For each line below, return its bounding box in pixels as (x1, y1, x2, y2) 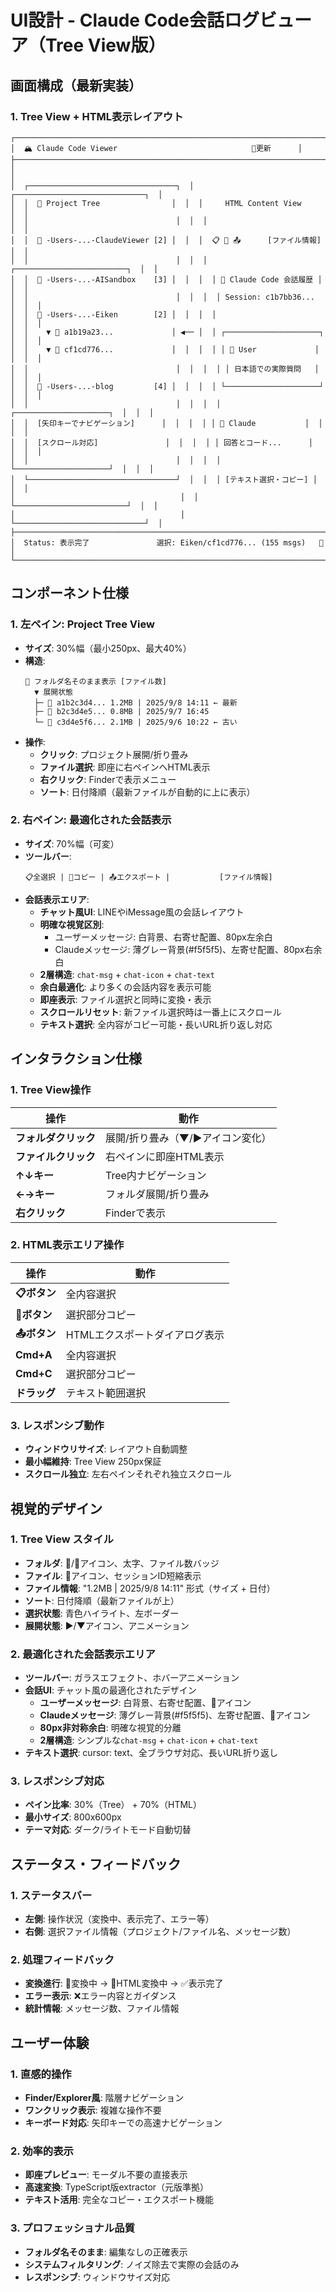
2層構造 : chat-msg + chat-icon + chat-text (39, 968, 215, 980)
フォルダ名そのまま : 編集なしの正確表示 (24, 2246, 188, 2258)
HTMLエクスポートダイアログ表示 (65, 1328, 225, 1342)
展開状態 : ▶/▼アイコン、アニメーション (24, 1619, 190, 1631)
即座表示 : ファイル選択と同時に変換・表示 (39, 993, 212, 1005)
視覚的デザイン (10, 1500, 103, 1517)
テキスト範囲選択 (65, 1386, 147, 1400)
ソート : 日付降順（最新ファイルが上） (24, 1594, 180, 1606)
